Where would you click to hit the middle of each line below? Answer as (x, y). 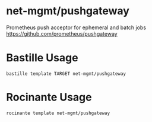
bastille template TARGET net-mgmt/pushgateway (66, 73)
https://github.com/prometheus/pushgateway (62, 33)
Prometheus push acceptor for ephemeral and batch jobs (76, 27)
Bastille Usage (42, 58)
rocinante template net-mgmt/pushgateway (58, 113)
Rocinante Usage (49, 97)
